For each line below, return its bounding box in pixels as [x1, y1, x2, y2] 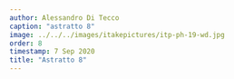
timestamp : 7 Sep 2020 [9, 47, 95, 56]
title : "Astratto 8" [9, 55, 88, 64]
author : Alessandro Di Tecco [9, 13, 120, 23]
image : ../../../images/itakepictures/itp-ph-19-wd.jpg [9, 30, 225, 39]
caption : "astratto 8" [9, 22, 95, 31]
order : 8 [9, 38, 43, 48]
